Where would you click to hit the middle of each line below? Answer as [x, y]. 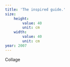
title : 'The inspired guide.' [35, 9]
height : [21, 18]
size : [10, 14]
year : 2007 [16, 46]
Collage [13, 59]
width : [20, 32]
